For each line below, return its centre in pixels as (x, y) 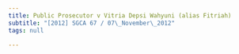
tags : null (26, 30)
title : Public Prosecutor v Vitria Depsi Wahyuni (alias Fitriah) (120, 15)
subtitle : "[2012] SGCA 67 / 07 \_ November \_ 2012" (92, 23)
